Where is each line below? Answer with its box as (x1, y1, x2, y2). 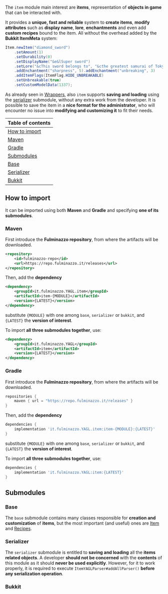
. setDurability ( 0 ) (14, 54, 52, 59)
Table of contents (7, 119, 51, 126)
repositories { (5, 394, 37, 399)
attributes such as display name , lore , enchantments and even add (5, 25, 146, 31)
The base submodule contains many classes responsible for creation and (5, 515, 156, 521)
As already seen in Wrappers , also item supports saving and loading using (5, 91, 159, 97)
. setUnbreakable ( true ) (14, 78, 61, 83)
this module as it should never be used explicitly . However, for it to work (5, 560, 155, 566)
